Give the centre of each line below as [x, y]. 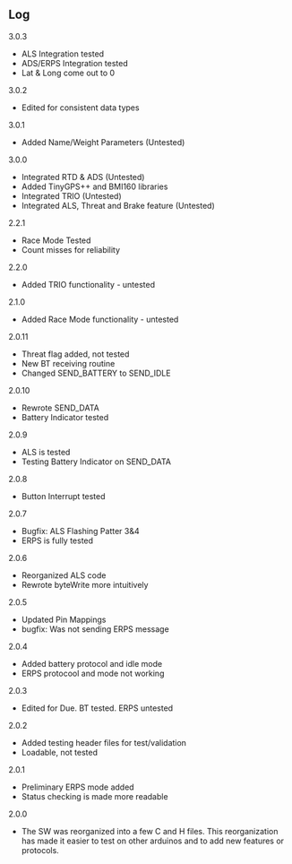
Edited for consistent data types [80, 108]
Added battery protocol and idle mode [92, 663]
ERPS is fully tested [57, 540]
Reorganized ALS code [64, 575]
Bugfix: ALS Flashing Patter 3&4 [80, 531]
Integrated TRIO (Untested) [71, 195]
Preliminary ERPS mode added [78, 787]
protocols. [40, 850]
